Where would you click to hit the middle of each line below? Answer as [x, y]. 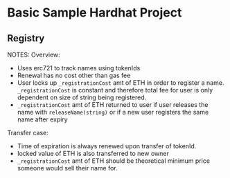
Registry [26, 38]
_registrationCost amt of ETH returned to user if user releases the [113, 105]
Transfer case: [28, 133]
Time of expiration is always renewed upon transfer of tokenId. [107, 146]
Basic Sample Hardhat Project [95, 13]
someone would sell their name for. [67, 168]
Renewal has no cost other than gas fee [74, 75]
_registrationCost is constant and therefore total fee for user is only [115, 90]
